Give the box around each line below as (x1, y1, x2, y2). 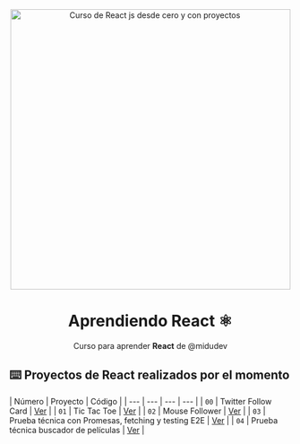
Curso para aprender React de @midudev (73, 340, 228, 351)
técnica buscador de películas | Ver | (9, 424, 145, 435)
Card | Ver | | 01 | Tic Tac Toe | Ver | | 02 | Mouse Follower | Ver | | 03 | (9, 405, 266, 416)
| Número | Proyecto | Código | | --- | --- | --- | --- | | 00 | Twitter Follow (9, 396, 272, 406)
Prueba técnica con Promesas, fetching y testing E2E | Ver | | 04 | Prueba (9, 414, 279, 425)
